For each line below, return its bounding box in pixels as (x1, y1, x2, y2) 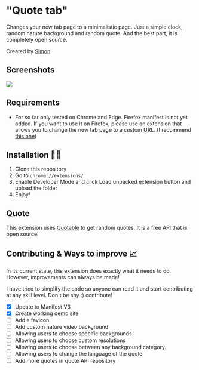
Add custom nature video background (14, 323, 109, 331)
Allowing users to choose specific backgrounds (14, 330, 133, 337)
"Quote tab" (6, 4, 68, 17)
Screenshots (6, 65, 55, 75)
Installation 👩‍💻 (6, 150, 62, 160)
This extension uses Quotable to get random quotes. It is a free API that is (6, 224, 188, 232)
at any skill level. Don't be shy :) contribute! (6, 292, 112, 298)
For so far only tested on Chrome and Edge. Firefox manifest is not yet (14, 113, 188, 121)
